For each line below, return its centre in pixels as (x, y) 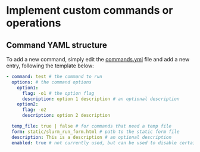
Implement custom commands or (90, 10)
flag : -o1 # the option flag (58, 93)
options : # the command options (52, 82)
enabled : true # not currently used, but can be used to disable (94, 143)
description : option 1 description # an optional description (101, 99)
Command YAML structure (57, 45)
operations (34, 23)
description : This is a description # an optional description (91, 137)
